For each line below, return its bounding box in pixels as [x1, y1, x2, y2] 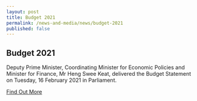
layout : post [6, 8, 39, 15]
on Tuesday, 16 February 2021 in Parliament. [6, 76, 117, 84]
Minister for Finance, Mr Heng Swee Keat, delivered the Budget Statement [6, 70, 192, 78]
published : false [6, 25, 50, 32]
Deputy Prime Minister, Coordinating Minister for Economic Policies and [6, 64, 185, 71]
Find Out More [6, 88, 42, 96]
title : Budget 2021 [6, 14, 56, 20]
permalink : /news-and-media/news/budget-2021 [6, 20, 123, 26]
